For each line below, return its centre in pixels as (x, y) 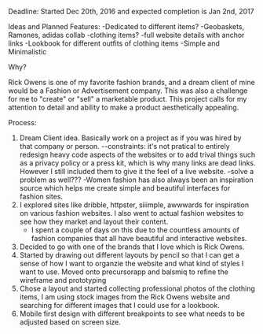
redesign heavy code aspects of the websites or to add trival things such (137, 154)
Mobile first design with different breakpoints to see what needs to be (132, 314)
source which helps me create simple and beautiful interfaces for (125, 188)
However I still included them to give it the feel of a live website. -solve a (137, 171)
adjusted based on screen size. (70, 322)
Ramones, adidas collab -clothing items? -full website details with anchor (126, 35)
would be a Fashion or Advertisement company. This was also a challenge (128, 91)
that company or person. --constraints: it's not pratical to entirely (124, 146)
